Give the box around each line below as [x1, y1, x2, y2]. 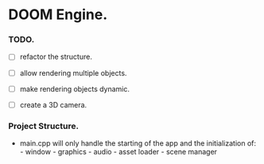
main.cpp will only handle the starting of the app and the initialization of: [19, 139, 257, 148]
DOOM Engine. [8, 6, 108, 24]
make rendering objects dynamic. [19, 84, 130, 93]
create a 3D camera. [19, 100, 87, 109]
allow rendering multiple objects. [19, 68, 127, 77]
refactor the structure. [19, 52, 93, 61]
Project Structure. [8, 120, 80, 131]
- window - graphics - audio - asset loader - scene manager [19, 147, 217, 157]
